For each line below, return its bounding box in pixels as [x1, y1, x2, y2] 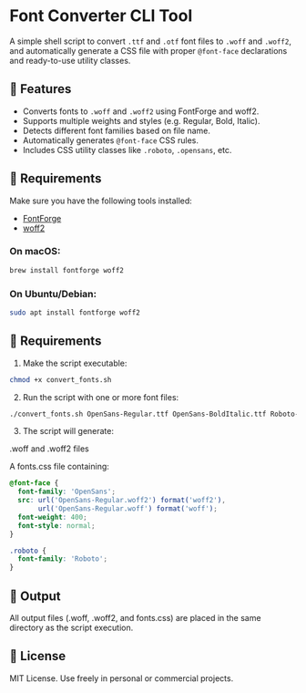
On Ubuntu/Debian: [9, 287, 97, 300]
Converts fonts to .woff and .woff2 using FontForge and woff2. [22, 106, 260, 117]
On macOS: [9, 245, 61, 258]
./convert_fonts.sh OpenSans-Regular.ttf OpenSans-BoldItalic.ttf [9, 409, 267, 419]
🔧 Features [9, 81, 72, 97]
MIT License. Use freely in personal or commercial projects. [9, 672, 234, 684]
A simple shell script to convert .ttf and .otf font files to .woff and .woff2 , [9, 36, 291, 47]
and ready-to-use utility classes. [9, 55, 131, 66]
